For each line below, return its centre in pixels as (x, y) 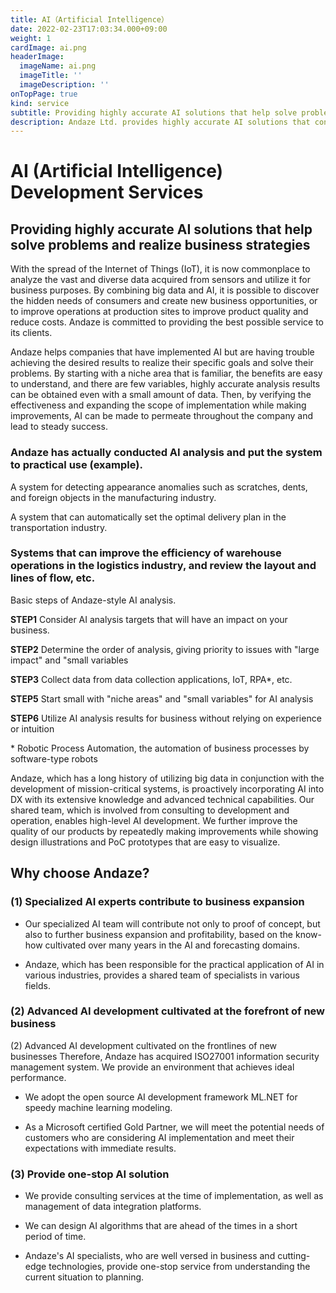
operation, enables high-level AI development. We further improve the (154, 820)
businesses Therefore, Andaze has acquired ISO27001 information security (165, 1056)
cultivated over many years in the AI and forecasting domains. (172, 945)
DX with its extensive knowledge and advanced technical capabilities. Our (162, 799)
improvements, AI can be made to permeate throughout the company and (162, 416)
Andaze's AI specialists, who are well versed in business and (150, 1256)
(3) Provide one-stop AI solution (90, 1174)
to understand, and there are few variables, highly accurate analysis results (165, 384)
